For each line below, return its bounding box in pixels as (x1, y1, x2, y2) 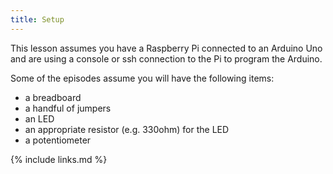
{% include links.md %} (10, 153, 108, 165)
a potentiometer (24, 134, 92, 146)
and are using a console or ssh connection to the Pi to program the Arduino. (10, 52, 323, 65)
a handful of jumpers (24, 102, 112, 114)
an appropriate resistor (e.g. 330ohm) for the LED (24, 123, 230, 135)
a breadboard (24, 91, 82, 103)
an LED (24, 112, 55, 125)
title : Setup (10, 14, 65, 25)
